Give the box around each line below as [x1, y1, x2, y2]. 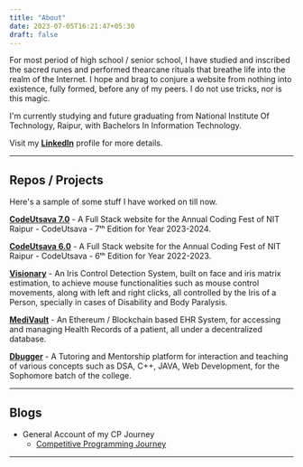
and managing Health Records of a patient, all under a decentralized [9, 324, 263, 335]
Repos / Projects [9, 173, 104, 188]
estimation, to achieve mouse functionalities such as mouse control [9, 277, 260, 289]
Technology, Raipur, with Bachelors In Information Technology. [9, 120, 242, 131]
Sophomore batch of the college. [9, 370, 133, 381]
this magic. [9, 93, 50, 104]
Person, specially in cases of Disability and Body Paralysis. [9, 297, 228, 308]
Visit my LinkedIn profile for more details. [9, 137, 163, 149]
